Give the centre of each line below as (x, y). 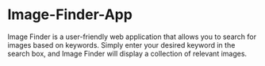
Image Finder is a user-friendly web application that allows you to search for (132, 37)
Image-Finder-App (70, 15)
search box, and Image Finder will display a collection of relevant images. (127, 53)
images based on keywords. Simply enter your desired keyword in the (121, 45)
